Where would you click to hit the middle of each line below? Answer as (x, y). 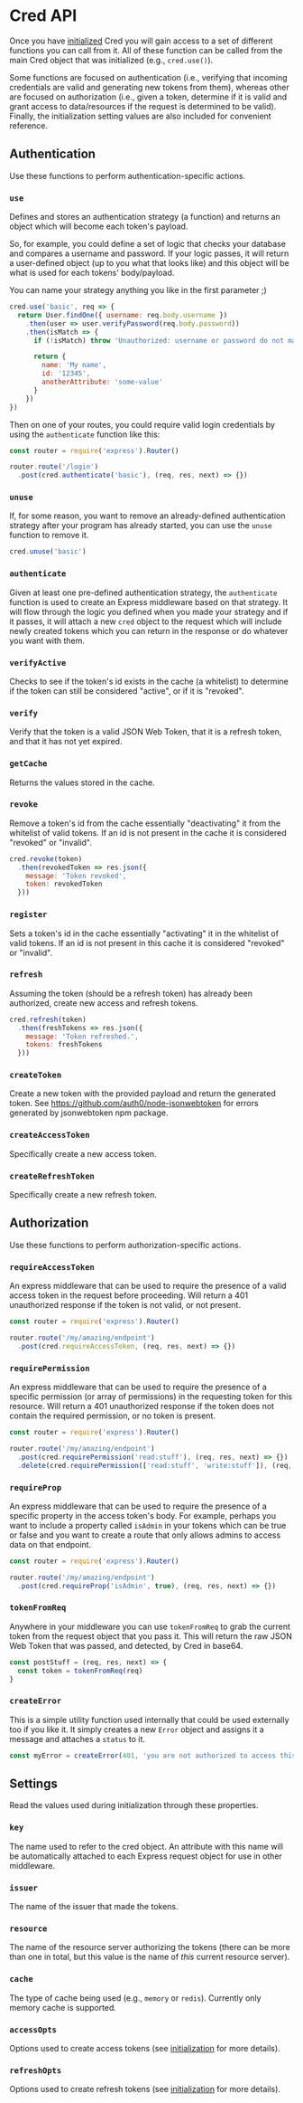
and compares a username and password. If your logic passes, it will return (149, 253)
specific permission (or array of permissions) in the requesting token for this (151, 1397)
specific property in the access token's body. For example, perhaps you (143, 1515)
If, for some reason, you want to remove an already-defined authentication (147, 516)
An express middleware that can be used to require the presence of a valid (148, 1286)
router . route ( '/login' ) (54, 467)
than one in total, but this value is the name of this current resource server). (150, 1957)
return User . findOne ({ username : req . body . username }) (123, 315)
